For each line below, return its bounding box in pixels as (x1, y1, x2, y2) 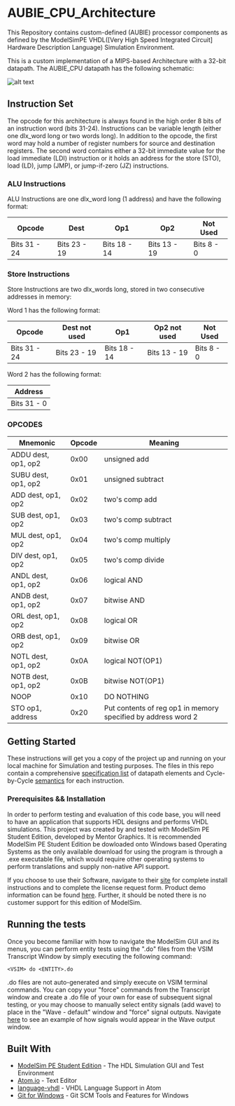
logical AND (104, 575, 143, 585)
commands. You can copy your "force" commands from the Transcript (7, 985, 211, 994)
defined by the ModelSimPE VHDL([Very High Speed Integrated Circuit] (7, 35, 213, 43)
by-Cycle (7, 776, 34, 785)
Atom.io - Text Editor (17, 1077, 78, 1085)
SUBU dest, (10, 470, 49, 480)
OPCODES (7, 419, 43, 429)
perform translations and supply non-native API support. (7, 862, 170, 870)
